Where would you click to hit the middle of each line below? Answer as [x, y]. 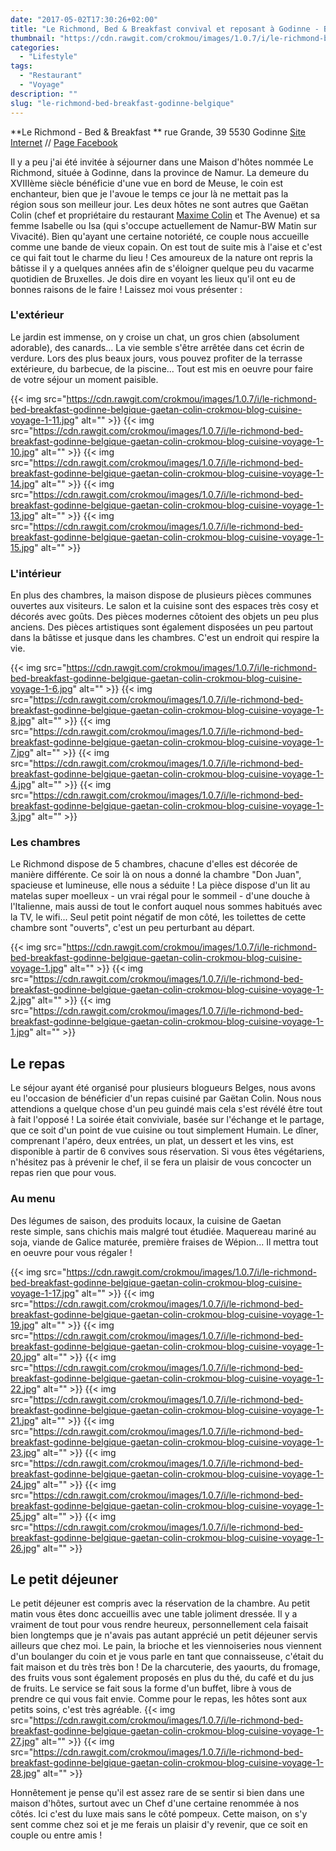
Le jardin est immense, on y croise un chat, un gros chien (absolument [155, 337]
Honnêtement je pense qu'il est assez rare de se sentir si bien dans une [157, 1793]
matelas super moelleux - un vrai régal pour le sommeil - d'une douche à [160, 896]
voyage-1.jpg [37, 968]
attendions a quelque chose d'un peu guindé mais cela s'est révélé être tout [166, 1109]
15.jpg [22, 547]
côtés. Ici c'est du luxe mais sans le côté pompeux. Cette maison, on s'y [159, 1814]
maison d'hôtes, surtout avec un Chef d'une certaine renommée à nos [155, 1803]
